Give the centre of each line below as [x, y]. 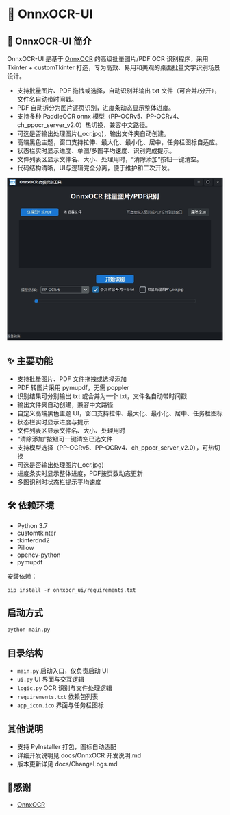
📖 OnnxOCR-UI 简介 [49, 41]
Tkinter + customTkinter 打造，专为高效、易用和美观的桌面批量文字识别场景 [114, 67]
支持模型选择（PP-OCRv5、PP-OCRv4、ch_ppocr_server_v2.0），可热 [115, 447]
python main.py [29, 630]
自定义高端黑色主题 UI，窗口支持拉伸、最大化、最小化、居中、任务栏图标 [120, 413]
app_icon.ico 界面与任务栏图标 [60, 705]
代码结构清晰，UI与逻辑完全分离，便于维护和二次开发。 [95, 168]
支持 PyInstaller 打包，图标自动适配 [66, 746]
